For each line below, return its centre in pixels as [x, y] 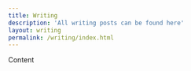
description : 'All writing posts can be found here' [96, 23]
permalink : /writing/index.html [61, 37]
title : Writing [33, 15]
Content [21, 60]
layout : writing [35, 30]
